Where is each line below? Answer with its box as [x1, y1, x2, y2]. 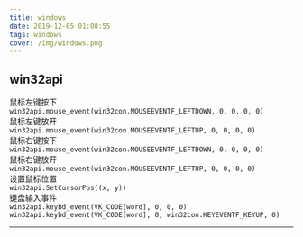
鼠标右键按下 [9, 135, 57, 146]
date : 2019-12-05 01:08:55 [9, 22, 111, 31]
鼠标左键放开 [9, 116, 57, 127]
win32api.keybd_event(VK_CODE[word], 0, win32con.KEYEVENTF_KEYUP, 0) [9, 211, 280, 220]
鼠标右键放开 [9, 154, 57, 165]
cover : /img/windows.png [9, 38, 103, 48]
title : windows [9, 13, 67, 23]
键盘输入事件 [9, 193, 57, 204]
